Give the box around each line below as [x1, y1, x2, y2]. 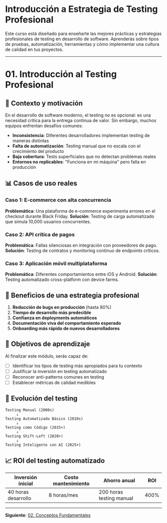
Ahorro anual [103, 477, 135, 484]
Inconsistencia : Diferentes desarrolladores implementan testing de [12, 132, 150, 138]
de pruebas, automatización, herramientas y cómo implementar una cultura [5, 41, 160, 47]
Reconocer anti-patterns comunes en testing [12, 374, 104, 380]
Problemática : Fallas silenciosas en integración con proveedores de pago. [5, 242, 158, 248]
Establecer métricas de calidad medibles [12, 380, 96, 386]
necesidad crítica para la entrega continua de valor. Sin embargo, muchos [5, 117, 157, 123]
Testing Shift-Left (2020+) [5, 433, 64, 439]
